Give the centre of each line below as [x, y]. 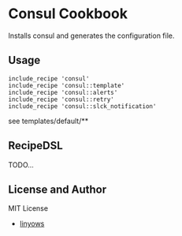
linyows [32, 224]
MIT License [28, 208]
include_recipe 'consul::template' [67, 85]
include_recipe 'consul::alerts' [63, 92]
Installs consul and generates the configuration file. [91, 36]
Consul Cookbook [68, 14]
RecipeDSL [35, 146]
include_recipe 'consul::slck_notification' [82, 106]
